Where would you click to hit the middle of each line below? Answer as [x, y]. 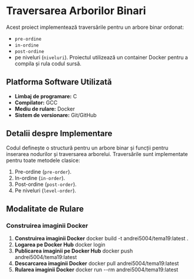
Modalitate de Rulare [45, 209]
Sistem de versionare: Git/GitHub [56, 115]
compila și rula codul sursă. [48, 64]
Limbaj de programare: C [46, 96]
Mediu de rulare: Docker [45, 109]
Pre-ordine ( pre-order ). [43, 171]
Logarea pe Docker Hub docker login [60, 245]
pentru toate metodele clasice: [43, 160]
